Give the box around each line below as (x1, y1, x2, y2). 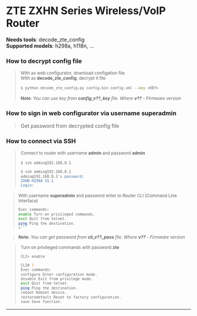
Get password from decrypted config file (20, 122, 119, 129)
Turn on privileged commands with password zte (20, 245, 120, 251)
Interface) (18, 198, 38, 204)
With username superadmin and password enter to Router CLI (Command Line (18, 193, 177, 199)
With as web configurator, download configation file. (20, 70, 126, 76)
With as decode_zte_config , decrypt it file (20, 75, 106, 82)
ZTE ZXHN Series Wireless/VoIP (6, 4, 166, 18)
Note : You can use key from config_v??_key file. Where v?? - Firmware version (20, 95, 182, 101)
